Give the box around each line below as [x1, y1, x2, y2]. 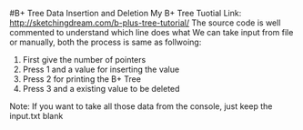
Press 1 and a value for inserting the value [22, 64, 180, 75]
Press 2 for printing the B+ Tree [22, 74, 141, 85]
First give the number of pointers [22, 55, 146, 65]
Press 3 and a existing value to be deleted [22, 84, 180, 94]
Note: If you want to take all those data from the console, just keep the [9, 101, 273, 112]
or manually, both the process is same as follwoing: [9, 36, 202, 47]
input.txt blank [9, 111, 64, 121]
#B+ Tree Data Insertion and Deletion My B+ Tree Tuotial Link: [9, 8, 242, 18]
